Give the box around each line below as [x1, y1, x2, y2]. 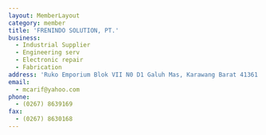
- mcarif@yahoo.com [15, 85, 80, 94]
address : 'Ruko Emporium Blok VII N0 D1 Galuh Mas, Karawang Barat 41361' [8, 71, 262, 79]
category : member [8, 19, 66, 27]
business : [8, 33, 41, 42]
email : [8, 78, 30, 86]
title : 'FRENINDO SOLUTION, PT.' [8, 26, 119, 34]
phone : [8, 93, 30, 101]
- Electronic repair [15, 56, 84, 64]
